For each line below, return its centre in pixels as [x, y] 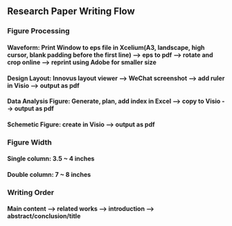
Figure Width [29, 142]
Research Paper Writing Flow [71, 11]
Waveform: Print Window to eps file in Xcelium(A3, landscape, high [106, 47]
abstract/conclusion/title [44, 216]
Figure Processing [38, 31]
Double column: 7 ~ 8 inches [49, 174]
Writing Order [30, 192]
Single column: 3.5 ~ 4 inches [51, 159]
